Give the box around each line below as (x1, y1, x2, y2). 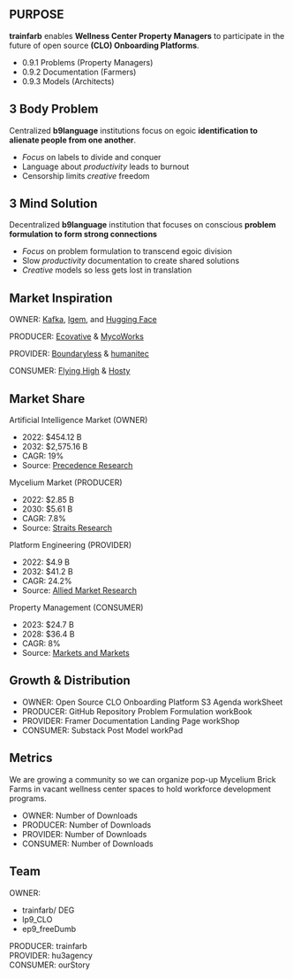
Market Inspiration (9, 290, 113, 305)
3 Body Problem (9, 102, 99, 117)
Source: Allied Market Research (21, 585, 138, 596)
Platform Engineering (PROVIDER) (9, 540, 132, 551)
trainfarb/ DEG (21, 905, 75, 915)
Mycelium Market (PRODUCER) (9, 477, 123, 488)
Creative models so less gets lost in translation (21, 265, 192, 275)
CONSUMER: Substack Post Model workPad (21, 725, 184, 736)
